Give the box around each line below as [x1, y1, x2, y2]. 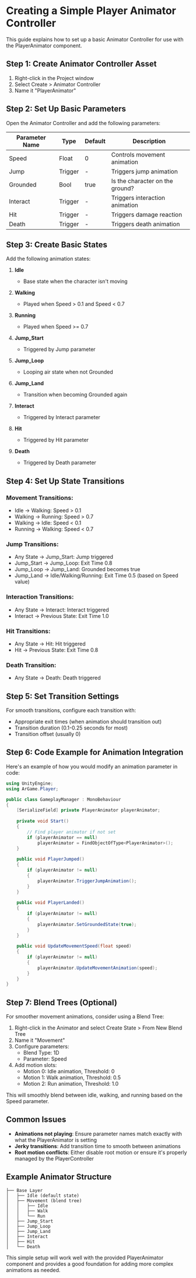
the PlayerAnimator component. [6, 42, 82, 49]
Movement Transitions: [6, 493, 73, 502]
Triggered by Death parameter [23, 459, 96, 466]
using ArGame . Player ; [6, 786, 59, 792]
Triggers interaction [111, 194, 165, 202]
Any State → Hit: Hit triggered [14, 640, 86, 647]
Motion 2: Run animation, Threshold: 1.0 [23, 1080, 119, 1087]
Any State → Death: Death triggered [14, 674, 101, 682]
